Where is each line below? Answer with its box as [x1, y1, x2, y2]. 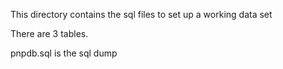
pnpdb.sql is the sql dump [10, 47, 118, 59]
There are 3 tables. [10, 28, 89, 39]
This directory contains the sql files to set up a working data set [10, 9, 273, 20]
